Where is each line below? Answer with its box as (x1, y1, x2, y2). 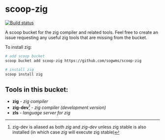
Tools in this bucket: (5, 85, 69, 94)
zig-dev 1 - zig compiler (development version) (12, 104, 107, 110)
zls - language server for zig (12, 109, 71, 115)
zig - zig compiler (12, 99, 48, 105)
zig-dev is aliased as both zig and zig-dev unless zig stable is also (12, 124, 146, 130)
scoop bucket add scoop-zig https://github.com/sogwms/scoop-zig (5, 58, 141, 63)
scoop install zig (5, 71, 43, 77)
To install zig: (5, 44, 32, 50)
